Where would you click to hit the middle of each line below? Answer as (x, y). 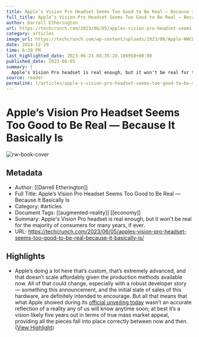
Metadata (24, 173)
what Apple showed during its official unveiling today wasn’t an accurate (103, 302)
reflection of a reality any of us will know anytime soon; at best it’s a (97, 309)
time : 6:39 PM (24, 50)
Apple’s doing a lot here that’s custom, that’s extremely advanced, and (100, 271)
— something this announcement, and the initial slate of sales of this (98, 290)
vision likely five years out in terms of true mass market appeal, (92, 314)
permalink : (20, 84)
